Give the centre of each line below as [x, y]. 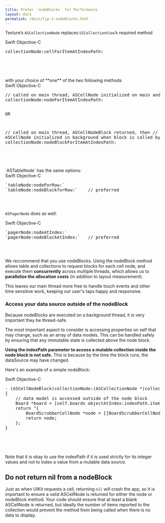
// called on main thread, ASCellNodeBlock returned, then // [82, 133]
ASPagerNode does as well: [31, 214]
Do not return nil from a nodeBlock [59, 477]
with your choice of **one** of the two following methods [63, 80]
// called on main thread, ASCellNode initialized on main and [83, 95]
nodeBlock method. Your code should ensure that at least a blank [71, 499]
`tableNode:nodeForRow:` [35, 185]
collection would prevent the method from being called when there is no [78, 510]
